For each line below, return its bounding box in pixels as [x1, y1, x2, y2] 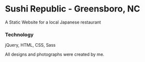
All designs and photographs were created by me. [5, 51, 105, 57]
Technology [5, 31, 34, 38]
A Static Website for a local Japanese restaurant [5, 19, 101, 25]
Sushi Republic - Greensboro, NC [5, 3, 140, 14]
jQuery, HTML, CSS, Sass [5, 42, 56, 48]
